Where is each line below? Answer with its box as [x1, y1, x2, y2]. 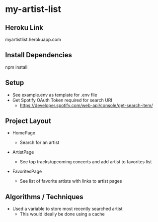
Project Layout [5, 117, 51, 125]
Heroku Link [5, 23, 44, 32]
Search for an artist [19, 139, 60, 145]
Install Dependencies [5, 51, 72, 59]
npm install [5, 64, 28, 70]
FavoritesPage [12, 168, 42, 175]
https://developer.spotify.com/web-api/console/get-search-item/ [19, 102, 153, 108]
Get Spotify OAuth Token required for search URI [12, 97, 113, 103]
